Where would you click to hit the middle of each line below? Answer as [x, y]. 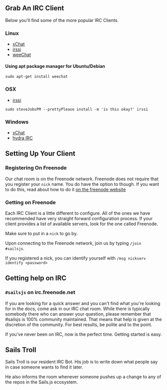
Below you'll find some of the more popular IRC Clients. [62, 20]
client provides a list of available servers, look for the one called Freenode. [82, 224]
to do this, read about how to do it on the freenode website [66, 189]
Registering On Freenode [36, 168]
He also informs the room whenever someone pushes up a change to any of [83, 377]
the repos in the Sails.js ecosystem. [42, 382]
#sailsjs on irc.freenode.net [40, 293]
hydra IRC [23, 138]
